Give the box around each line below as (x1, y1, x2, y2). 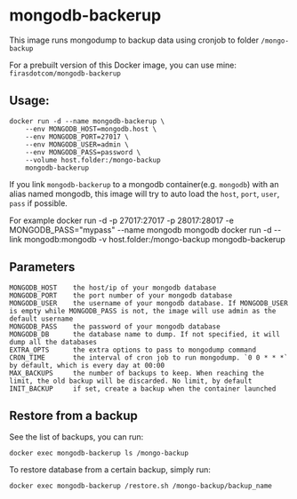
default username (9, 314, 74, 323)
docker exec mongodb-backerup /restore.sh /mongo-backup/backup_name (9, 481, 273, 491)
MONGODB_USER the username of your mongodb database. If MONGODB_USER (9, 298, 289, 307)
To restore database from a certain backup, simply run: (9, 464, 212, 475)
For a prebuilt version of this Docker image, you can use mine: (9, 59, 237, 70)
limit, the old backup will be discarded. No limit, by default (9, 376, 253, 385)
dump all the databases (9, 337, 98, 346)
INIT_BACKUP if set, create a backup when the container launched (9, 384, 277, 393)
